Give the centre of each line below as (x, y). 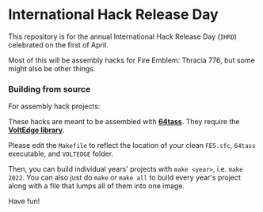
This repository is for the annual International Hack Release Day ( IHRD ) (123, 36)
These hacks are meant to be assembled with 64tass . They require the (124, 122)
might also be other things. (52, 68)
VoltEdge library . (36, 130)
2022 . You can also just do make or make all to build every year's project (125, 178)
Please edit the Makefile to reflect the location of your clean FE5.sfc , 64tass (132, 146)
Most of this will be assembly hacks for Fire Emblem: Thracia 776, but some (131, 60)
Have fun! (24, 201)
